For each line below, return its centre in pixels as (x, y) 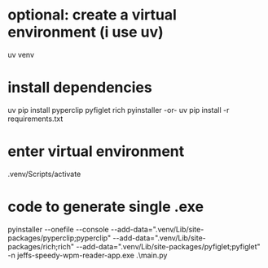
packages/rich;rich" (41, 246)
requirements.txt (35, 119)
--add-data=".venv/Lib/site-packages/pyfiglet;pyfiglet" (169, 246)
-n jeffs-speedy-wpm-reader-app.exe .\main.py (88, 255)
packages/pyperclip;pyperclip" (59, 238)
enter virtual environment (96, 151)
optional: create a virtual (92, 15)
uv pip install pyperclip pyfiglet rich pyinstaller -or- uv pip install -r (119, 110)
